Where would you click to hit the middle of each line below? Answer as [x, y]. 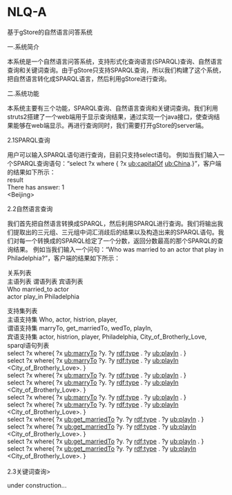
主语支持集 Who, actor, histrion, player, [62, 319]
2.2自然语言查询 [30, 209]
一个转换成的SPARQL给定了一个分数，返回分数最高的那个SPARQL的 [121, 241]
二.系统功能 [23, 93]
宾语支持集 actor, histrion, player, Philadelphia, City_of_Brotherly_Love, [107, 337]
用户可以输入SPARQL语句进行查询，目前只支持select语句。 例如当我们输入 [113, 155]
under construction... [37, 485]
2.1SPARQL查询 [29, 140]
